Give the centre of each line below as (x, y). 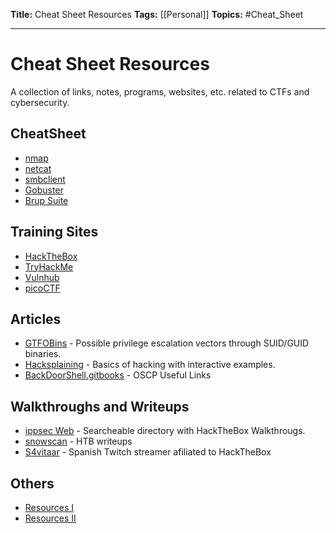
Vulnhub (42, 277)
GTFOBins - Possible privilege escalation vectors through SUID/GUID (167, 343)
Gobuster (44, 190)
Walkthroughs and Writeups (100, 406)
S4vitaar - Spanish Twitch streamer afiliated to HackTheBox (148, 452)
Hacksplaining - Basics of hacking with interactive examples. (150, 365)
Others (32, 483)
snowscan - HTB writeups (78, 441)
